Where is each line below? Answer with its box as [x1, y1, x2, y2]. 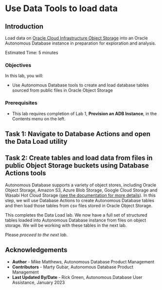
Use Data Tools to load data [5, 3, 118, 14]
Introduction [5, 22, 44, 31]
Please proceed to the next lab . [5, 232, 68, 238]
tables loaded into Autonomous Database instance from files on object [5, 217, 146, 223]
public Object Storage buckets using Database [5, 161, 149, 170]
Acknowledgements [5, 246, 68, 254]
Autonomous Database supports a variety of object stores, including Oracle [5, 182, 157, 188]
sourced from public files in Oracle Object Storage [12, 87, 113, 93]
